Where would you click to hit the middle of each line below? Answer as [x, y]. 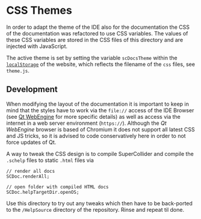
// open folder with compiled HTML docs [58, 187]
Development [32, 90]
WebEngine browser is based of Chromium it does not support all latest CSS [100, 129]
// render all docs [31, 171]
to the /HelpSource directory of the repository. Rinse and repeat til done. [95, 209]
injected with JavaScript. [37, 46]
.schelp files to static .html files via [50, 160]
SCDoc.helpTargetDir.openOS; [43, 192]
